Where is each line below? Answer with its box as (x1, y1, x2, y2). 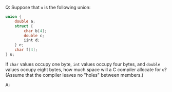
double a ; (14, 19, 36, 24)
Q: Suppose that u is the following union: (5, 5, 91, 10)
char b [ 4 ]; (24, 28, 47, 34)
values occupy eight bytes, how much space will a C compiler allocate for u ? (5, 66, 167, 73)
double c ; (24, 33, 45, 38)
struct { (14, 23, 33, 28)
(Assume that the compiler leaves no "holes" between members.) (5, 72, 144, 78)
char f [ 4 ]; (14, 47, 38, 52)
